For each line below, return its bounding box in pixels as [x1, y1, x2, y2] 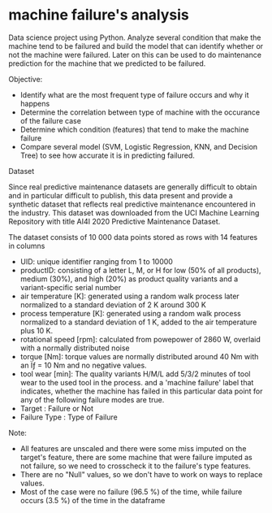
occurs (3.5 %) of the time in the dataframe [19, 495, 166, 505]
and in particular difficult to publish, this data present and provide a [8, 190, 233, 200]
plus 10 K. [19, 325, 54, 335]
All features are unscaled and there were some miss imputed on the [19, 443, 247, 453]
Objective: [8, 74, 43, 84]
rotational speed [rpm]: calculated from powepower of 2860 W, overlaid [19, 334, 261, 344]
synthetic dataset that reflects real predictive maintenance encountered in [8, 199, 256, 209]
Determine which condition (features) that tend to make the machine [19, 124, 249, 134]
